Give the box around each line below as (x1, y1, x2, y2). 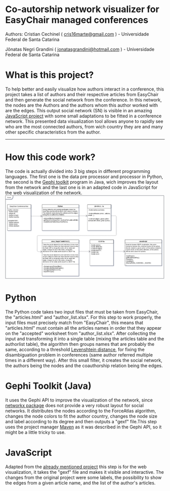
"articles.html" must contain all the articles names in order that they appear (5, 325, 162, 331)
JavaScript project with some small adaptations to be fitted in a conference (5, 113, 162, 119)
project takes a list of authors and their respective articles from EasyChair (5, 91, 159, 97)
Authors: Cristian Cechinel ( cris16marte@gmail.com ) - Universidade (5, 31, 149, 37)
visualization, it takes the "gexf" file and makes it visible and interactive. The (5, 469, 164, 475)
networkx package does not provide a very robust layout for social (5, 402, 144, 408)
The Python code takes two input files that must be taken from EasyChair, (5, 308, 159, 315)
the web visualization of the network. (5, 190, 82, 196)
